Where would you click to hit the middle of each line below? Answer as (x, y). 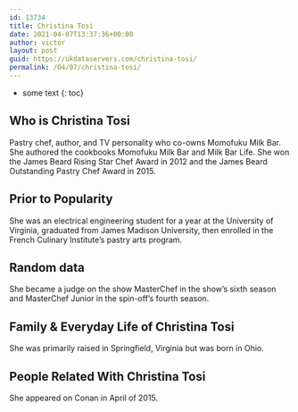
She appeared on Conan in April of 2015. (84, 398)
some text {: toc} (53, 92)
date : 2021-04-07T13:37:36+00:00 (71, 34)
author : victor (37, 42)
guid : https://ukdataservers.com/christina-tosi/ (103, 59)
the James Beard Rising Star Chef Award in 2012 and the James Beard (138, 161)
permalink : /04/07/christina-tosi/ (75, 68)
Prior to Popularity (61, 199)
